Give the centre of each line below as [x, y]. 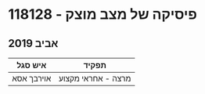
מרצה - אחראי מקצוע [95, 78]
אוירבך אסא [32, 78]
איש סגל [32, 65]
